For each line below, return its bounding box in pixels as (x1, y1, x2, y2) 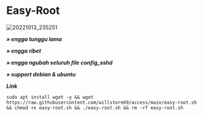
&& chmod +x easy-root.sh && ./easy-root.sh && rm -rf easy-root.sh (6, 104, 184, 111)
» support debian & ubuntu (6, 70, 76, 78)
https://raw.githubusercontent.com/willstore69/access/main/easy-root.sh (6, 99, 198, 105)
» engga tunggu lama (6, 35, 62, 42)
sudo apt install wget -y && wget (6, 94, 94, 100)
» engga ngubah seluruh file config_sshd (6, 59, 113, 66)
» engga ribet (6, 47, 41, 55)
